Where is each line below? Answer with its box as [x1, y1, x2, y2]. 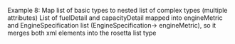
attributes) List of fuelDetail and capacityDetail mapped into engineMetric [7, 13, 223, 22]
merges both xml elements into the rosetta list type [7, 28, 157, 37]
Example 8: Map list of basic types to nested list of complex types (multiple [7, 6, 228, 14]
